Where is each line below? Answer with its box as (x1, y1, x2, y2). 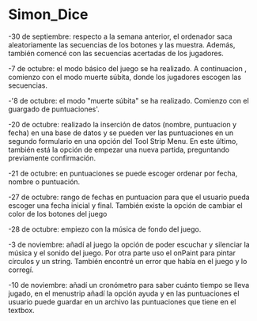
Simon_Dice (8, 6, 89, 24)
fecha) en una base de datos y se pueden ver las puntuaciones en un (8, 128, 234, 138)
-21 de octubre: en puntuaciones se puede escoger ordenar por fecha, (8, 168, 238, 178)
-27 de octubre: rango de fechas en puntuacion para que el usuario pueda (8, 192, 251, 202)
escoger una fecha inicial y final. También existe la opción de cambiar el (8, 200, 243, 210)
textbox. (8, 305, 36, 315)
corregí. (8, 265, 34, 274)
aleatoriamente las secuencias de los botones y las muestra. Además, (8, 40, 236, 49)
